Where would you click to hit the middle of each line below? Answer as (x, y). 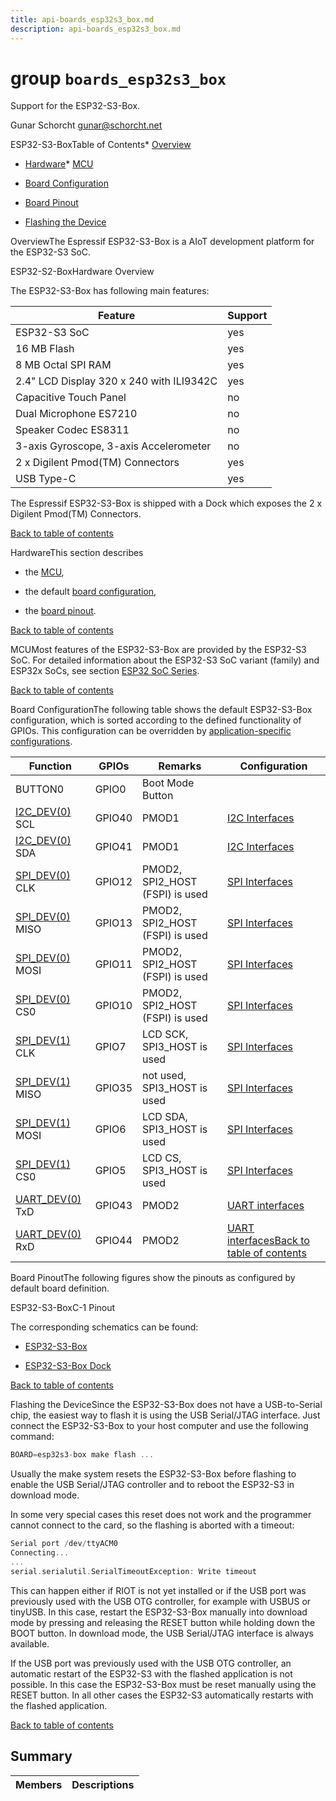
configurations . (41, 742)
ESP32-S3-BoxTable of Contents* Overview (101, 145)
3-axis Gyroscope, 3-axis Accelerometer (113, 446)
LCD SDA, (165, 1117)
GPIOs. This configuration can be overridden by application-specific (151, 731)
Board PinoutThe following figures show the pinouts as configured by (153, 1278)
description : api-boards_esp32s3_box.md (96, 29)
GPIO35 (113, 1088)
